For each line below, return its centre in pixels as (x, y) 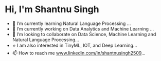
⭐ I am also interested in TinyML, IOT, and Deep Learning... (75, 45)
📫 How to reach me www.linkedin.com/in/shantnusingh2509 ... (79, 53)
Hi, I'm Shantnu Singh (52, 9)
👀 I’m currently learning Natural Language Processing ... (71, 23)
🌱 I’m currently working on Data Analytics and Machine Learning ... (83, 28)
